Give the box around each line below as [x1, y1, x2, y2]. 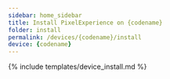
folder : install [8, 26, 61, 34]
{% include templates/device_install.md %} [8, 62, 147, 71]
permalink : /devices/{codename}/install [8, 33, 143, 41]
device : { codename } [8, 41, 72, 48]
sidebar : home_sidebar [8, 11, 82, 20]
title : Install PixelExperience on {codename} [8, 19, 163, 27]
